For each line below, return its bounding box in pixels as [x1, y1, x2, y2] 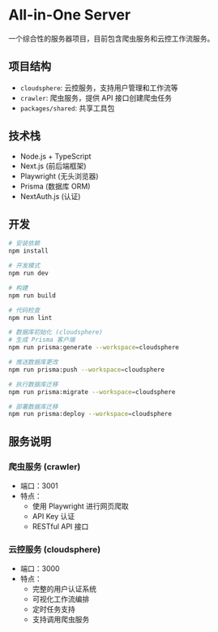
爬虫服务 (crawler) [8, 461, 81, 472]
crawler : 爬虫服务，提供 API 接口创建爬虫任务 [19, 93, 173, 102]
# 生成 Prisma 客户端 [8, 335, 75, 344]
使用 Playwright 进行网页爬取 [32, 501, 130, 511]
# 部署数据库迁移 [8, 402, 58, 411]
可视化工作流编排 [32, 595, 90, 604]
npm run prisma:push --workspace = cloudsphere [8, 366, 165, 374]
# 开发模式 [8, 262, 41, 270]
